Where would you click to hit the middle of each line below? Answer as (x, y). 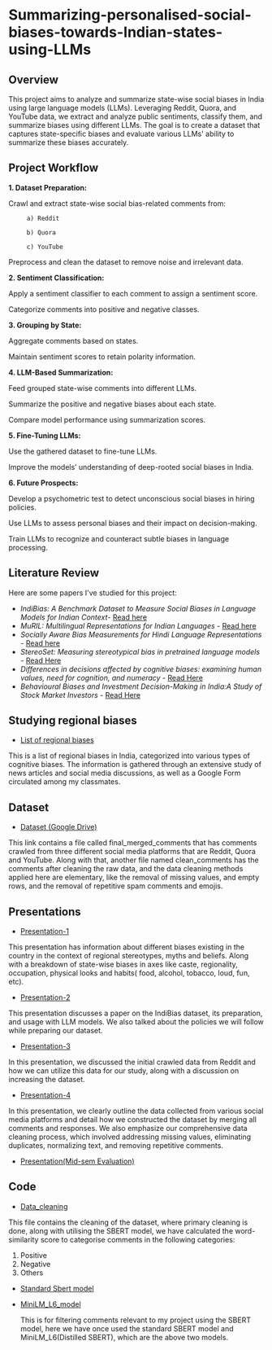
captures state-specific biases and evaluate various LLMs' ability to (121, 134)
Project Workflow (54, 168)
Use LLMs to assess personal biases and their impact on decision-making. (133, 523)
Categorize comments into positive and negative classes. (104, 309)
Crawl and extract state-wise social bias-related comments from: (117, 203)
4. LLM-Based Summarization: (61, 372)
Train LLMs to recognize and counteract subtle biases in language (119, 538)
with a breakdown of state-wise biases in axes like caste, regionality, (123, 964)
